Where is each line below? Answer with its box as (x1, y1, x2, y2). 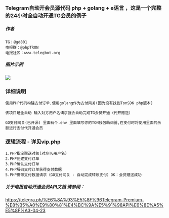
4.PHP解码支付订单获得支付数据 (5, 167, 62, 172)
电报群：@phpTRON (5, 45, 39, 50)
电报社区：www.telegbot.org (5, 50, 61, 55)
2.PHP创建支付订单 (5, 156, 39, 161)
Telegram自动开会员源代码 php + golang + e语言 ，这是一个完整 (5, 4, 162, 11)
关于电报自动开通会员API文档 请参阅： (5, 184, 85, 190)
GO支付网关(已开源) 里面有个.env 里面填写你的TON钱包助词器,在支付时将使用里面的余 (5, 120, 161, 125)
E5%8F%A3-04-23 (5, 207, 46, 213)
